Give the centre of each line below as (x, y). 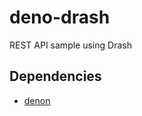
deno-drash (60, 17)
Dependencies (55, 76)
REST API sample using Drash (70, 45)
